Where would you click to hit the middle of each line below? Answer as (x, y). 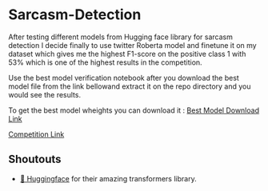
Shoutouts (35, 159)
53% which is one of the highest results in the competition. (105, 62)
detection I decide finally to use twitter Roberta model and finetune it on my (133, 45)
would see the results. (45, 94)
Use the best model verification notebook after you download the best (124, 78)
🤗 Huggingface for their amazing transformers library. (108, 178)
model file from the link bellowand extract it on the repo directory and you (130, 86)
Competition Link (36, 134)
